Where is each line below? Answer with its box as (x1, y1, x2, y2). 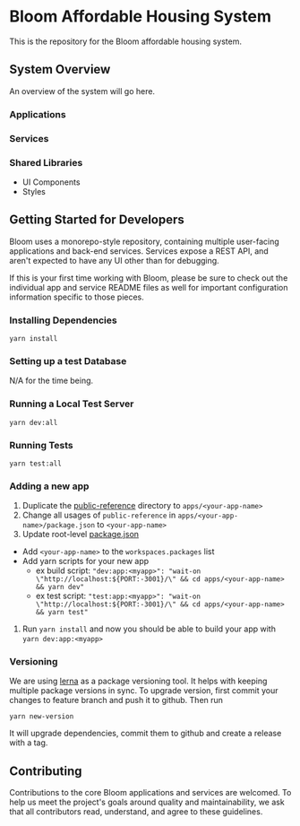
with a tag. (9, 737, 48, 748)
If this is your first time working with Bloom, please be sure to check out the (9, 272, 288, 283)
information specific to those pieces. (9, 291, 145, 302)
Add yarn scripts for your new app (21, 556, 150, 567)
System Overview (9, 62, 111, 77)
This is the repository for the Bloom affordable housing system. (9, 36, 242, 47)
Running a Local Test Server (9, 397, 134, 410)
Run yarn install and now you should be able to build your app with (21, 623, 276, 634)
